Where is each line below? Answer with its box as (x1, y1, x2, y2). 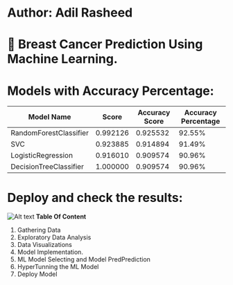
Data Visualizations (17, 241, 73, 249)
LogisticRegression (10, 151, 74, 160)
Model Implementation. (17, 248, 83, 257)
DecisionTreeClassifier (10, 162, 85, 172)
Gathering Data (17, 226, 61, 235)
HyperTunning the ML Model (17, 263, 99, 271)
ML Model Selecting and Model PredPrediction (17, 255, 151, 264)
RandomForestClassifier (10, 128, 89, 138)
